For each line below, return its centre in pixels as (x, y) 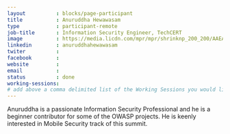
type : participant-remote (62, 26)
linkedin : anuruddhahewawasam (62, 45)
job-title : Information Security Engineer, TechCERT (95, 32)
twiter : (33, 52)
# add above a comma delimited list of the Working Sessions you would (111, 90)
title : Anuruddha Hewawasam (64, 20)
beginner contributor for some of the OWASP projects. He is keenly (102, 116)
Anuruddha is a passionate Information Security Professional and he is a (109, 109)
